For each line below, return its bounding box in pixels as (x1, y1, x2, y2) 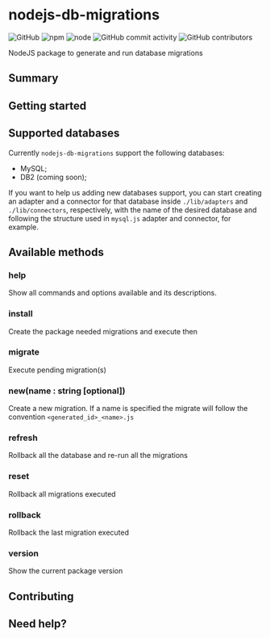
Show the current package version (8, 566, 123, 576)
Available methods (8, 245, 105, 259)
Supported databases (8, 127, 120, 141)
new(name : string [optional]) (8, 385, 126, 397)
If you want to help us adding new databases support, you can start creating (8, 187, 262, 197)
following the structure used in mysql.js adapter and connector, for (8, 213, 231, 223)
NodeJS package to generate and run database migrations (8, 48, 203, 57)
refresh (8, 432, 38, 443)
